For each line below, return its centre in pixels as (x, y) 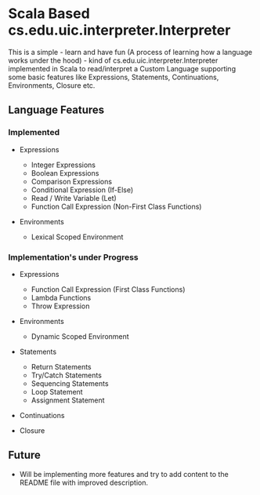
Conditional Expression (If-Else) (82, 190)
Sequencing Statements (70, 383)
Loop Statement (57, 391)
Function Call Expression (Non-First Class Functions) (116, 206)
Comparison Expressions (71, 181)
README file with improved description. (84, 482)
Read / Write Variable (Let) (74, 198)
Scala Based (49, 14)
